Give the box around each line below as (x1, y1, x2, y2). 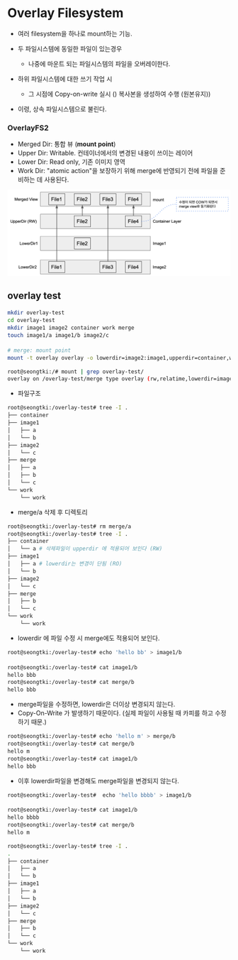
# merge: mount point (7, 346, 72, 354)
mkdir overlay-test (7, 309, 65, 316)
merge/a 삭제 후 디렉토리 (17, 507, 88, 516)
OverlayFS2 (7, 123, 49, 133)
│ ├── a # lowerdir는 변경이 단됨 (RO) (7, 561, 123, 568)
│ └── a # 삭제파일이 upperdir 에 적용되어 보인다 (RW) (7, 545, 163, 553)
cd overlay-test (7, 317, 55, 324)
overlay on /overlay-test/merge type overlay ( (7, 375, 151, 382)
